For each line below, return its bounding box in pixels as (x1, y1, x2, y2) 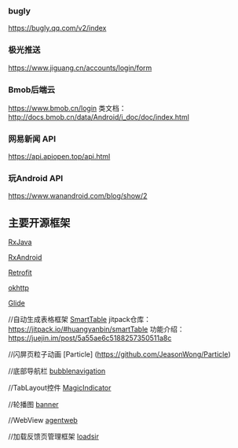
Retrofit (8, 268, 33, 277)
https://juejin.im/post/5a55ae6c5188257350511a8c (8, 333, 172, 343)
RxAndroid (8, 253, 42, 262)
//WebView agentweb (8, 416, 79, 425)
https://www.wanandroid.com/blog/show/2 (8, 191, 148, 201)
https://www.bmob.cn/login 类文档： (8, 103, 127, 113)
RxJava (8, 238, 32, 247)
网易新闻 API (8, 133, 57, 144)
